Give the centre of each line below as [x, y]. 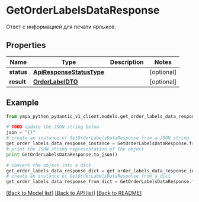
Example [23, 103]
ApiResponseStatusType [69, 72]
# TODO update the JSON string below [53, 127]
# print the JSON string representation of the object [75, 149]
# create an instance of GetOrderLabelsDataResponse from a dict [88, 176]
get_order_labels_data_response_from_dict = [62, 182]
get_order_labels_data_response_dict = [55, 171]
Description [127, 62]
